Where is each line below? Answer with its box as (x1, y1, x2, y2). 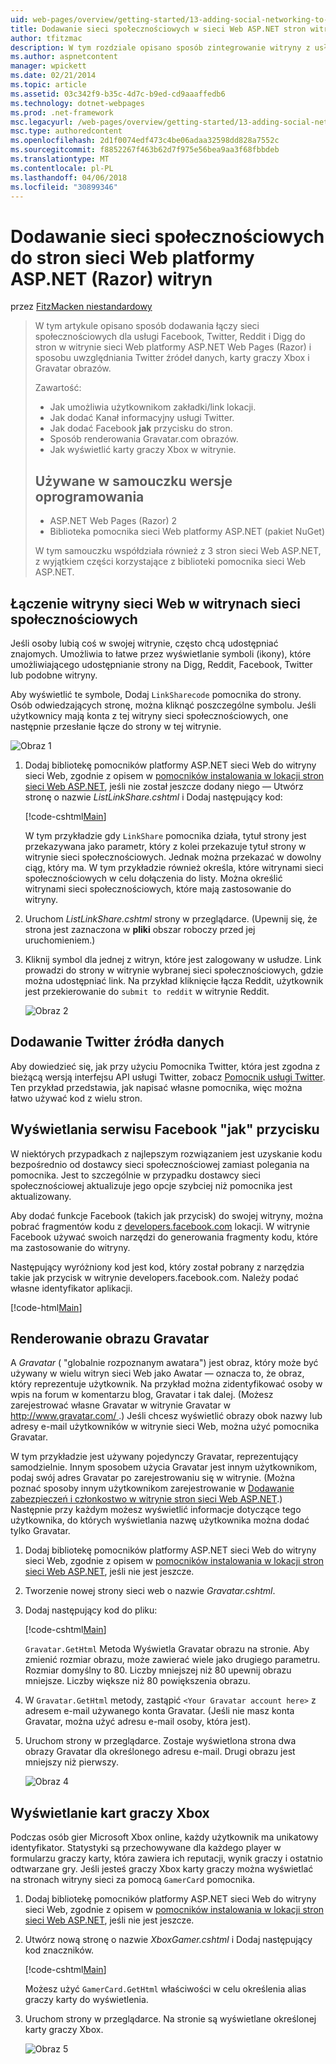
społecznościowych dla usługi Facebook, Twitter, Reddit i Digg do (34, 331, 306, 343)
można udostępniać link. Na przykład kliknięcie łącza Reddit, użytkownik (24, 974, 324, 986)
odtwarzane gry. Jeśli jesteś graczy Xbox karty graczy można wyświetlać (10, 1863, 314, 1875)
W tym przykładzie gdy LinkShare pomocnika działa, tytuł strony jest (24, 829, 307, 841)
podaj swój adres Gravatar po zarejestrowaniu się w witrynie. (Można (10, 1472, 296, 1484)
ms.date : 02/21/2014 (10, 71, 97, 81)
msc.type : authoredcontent (10, 126, 123, 136)
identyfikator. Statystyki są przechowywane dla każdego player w (10, 1842, 282, 1854)
